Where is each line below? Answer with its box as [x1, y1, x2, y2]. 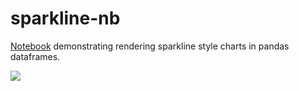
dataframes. [10, 50, 61, 62]
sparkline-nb [10, 7, 121, 30]
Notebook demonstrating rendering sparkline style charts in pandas [10, 40, 290, 52]
